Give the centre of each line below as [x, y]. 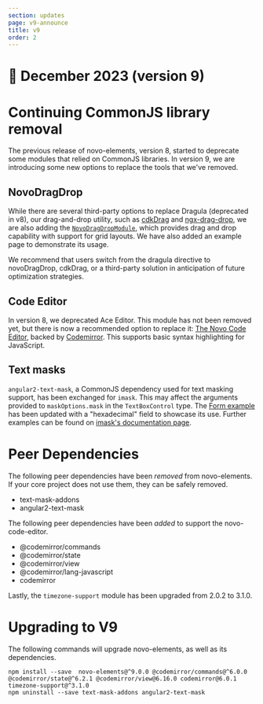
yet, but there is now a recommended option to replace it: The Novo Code [127, 328]
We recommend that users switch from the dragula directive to [110, 260]
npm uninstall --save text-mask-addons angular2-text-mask [107, 692]
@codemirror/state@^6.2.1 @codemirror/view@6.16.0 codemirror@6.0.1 [122, 678]
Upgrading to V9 [63, 627]
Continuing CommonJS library [109, 112]
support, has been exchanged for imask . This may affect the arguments [123, 397]
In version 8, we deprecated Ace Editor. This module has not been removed [130, 320]
